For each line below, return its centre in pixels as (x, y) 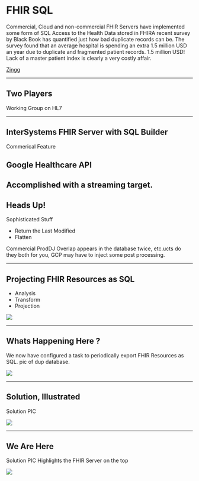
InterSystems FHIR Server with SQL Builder (87, 132)
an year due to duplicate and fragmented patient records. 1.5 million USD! (96, 51)
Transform (27, 299)
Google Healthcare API (49, 165)
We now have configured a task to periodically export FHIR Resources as (95, 355)
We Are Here (30, 446)
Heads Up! (26, 205)
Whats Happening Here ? (53, 341)
